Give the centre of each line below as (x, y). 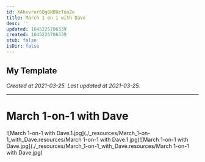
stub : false (21, 40)
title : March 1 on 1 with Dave (46, 18)
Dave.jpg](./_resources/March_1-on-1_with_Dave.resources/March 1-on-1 (98, 146)
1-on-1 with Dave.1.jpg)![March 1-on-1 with (135, 139)
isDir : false (23, 46)
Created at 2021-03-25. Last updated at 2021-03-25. (73, 86)
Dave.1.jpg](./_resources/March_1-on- (103, 133)
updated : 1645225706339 (37, 29)
